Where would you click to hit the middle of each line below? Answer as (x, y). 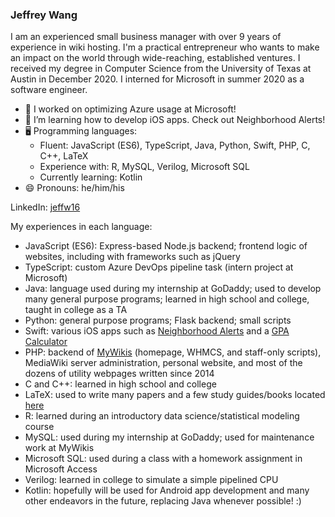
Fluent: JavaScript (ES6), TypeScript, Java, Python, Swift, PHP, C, (175, 145)
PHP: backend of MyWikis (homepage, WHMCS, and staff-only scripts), (173, 352)
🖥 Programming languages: (81, 131)
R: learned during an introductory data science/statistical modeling (162, 416)
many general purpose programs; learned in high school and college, (167, 299)
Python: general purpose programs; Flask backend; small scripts (158, 320)
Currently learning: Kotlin (91, 177)
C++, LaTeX (64, 156)
